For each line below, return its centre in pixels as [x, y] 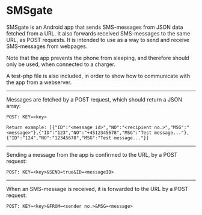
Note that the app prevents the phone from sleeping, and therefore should [98, 58]
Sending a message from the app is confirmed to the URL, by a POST [92, 154]
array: [14, 106]
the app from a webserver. [39, 82]
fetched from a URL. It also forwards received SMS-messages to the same [98, 33]
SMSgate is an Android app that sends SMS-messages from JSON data [95, 27]
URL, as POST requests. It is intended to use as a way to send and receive [98, 40]
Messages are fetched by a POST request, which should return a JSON [94, 99]
